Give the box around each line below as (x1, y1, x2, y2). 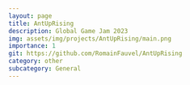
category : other (8, 57, 63, 66)
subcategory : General (8, 65, 82, 73)
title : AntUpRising (8, 19, 74, 28)
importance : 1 (8, 42, 57, 50)
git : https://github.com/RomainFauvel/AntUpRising (8, 49, 183, 57)
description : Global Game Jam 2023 (8, 27, 129, 35)
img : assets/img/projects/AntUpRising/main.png (8, 34, 172, 43)
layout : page (8, 11, 53, 20)
